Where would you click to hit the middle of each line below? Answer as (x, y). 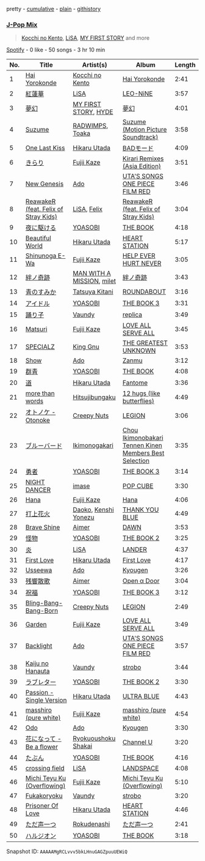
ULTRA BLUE (141, 696)
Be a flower (41, 747)
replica (132, 315)
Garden (36, 625)
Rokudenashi (92, 824)
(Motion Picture (145, 130)
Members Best (143, 453)
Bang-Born (42, 611)
